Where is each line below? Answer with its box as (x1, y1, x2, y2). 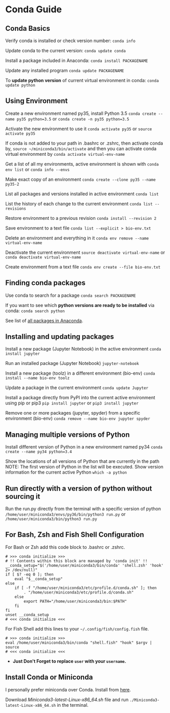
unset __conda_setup (5, 612, 50, 617)
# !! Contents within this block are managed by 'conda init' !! (5, 558, 147, 563)
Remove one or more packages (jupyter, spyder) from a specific (5, 410, 140, 416)
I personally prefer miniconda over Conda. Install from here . (5, 686, 132, 692)
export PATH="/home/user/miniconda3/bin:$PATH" (24, 599, 127, 604)
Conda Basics (5, 24, 50, 33)
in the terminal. (57, 702, 89, 708)
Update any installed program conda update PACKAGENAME (5, 68, 124, 73)
